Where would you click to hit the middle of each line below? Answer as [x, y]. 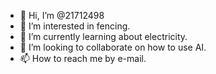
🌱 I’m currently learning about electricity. [103, 36]
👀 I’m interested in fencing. [75, 26]
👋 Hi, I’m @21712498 [62, 15]
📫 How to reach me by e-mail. [83, 58]
